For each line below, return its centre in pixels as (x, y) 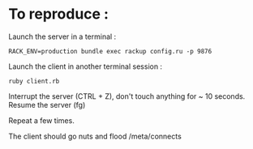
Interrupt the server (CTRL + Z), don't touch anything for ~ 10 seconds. (127, 96)
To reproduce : (59, 14)
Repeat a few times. (41, 120)
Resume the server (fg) (47, 104)
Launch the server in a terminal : (62, 36)
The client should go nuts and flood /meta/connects (95, 136)
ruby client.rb (34, 81)
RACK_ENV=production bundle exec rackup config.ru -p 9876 (110, 51)
